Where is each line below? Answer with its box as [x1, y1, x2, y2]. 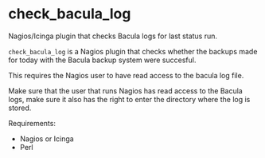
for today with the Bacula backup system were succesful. [8, 55, 197, 65]
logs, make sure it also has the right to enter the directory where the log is [8, 94, 251, 104]
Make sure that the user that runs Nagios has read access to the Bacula [8, 85, 243, 96]
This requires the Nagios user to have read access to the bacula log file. [8, 70, 244, 80]
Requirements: [8, 118, 56, 128]
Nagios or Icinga [19, 133, 74, 144]
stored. [8, 103, 32, 113]
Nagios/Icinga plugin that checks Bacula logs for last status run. [8, 31, 217, 41]
